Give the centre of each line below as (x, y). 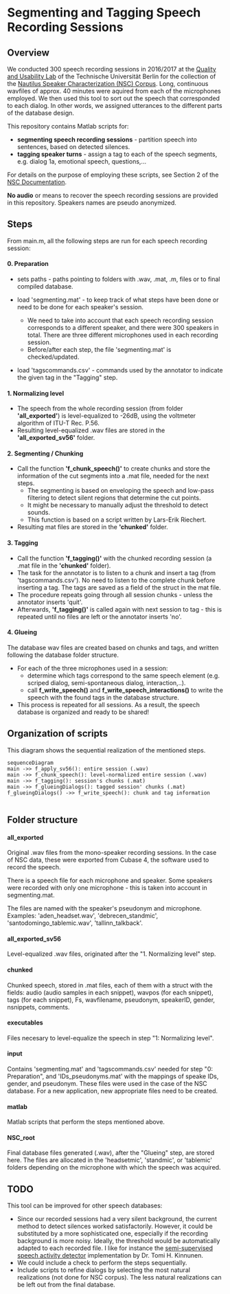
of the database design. (41, 113)
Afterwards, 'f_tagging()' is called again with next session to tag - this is (119, 609)
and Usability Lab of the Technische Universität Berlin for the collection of (112, 76)
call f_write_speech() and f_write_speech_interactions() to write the (125, 690)
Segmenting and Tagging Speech (104, 13)
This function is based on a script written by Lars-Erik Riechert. (117, 520)
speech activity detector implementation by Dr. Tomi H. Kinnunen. (110, 1256)
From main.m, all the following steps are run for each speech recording (107, 241)
